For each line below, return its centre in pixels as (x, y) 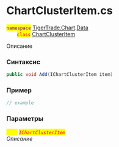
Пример (19, 91)
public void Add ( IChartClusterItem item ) (60, 75)
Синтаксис (23, 62)
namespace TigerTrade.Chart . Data (47, 28)
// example (20, 103)
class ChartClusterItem (46, 34)
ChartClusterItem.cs (60, 11)
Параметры (25, 119)
